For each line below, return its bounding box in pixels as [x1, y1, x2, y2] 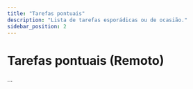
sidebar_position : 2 [7, 23, 67, 30]
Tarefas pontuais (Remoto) [7, 52, 165, 68]
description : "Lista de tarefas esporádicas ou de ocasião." [7, 17, 188, 23]
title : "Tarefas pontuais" [7, 10, 85, 17]
